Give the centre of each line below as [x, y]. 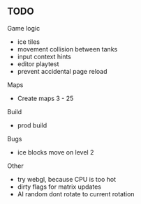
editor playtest [38, 64]
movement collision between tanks [67, 49]
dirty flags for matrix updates [59, 187]
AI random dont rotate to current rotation [76, 194]
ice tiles [29, 42]
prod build [32, 125]
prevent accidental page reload [62, 71]
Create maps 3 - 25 [45, 98]
